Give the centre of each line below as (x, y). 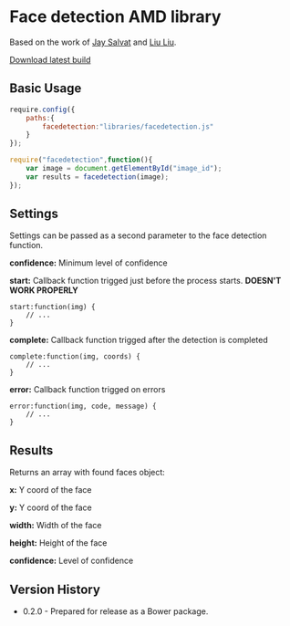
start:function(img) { (52, 308)
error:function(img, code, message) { (83, 407)
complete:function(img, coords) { (75, 357)
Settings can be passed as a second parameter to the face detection (138, 235)
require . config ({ (42, 110)
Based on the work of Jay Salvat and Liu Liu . (93, 42)
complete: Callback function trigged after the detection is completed (139, 340)
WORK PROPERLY (44, 290)
